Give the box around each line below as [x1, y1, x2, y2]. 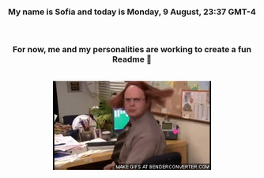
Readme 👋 [112, 54, 152, 65]
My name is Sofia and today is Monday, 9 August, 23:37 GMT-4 [8, 6, 256, 17]
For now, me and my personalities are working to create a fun [12, 44, 252, 55]
